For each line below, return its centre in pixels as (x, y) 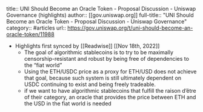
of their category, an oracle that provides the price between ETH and (110, 97)
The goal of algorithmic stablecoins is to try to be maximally (99, 52)
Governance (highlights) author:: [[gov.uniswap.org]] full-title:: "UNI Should (100, 15)
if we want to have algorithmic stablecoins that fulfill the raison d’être (110, 91)
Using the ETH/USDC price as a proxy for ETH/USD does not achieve (110, 71)
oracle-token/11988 (30, 34)
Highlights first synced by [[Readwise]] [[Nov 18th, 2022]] (87, 46)
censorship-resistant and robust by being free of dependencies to (107, 59)
